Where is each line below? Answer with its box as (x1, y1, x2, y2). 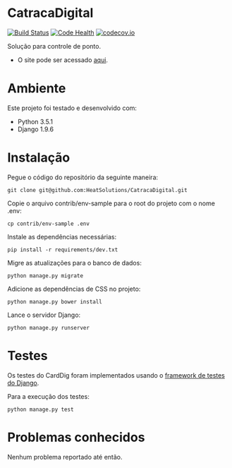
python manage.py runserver (7, 324, 90, 331)
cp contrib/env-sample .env (7, 220, 90, 227)
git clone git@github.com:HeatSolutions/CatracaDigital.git (7, 186, 188, 193)
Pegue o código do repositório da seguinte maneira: (7, 173, 159, 181)
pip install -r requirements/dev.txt (7, 246, 118, 253)
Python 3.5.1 (17, 117, 53, 126)
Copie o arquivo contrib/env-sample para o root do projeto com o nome (7, 199, 215, 208)
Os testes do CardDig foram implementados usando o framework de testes (7, 371, 226, 379)
